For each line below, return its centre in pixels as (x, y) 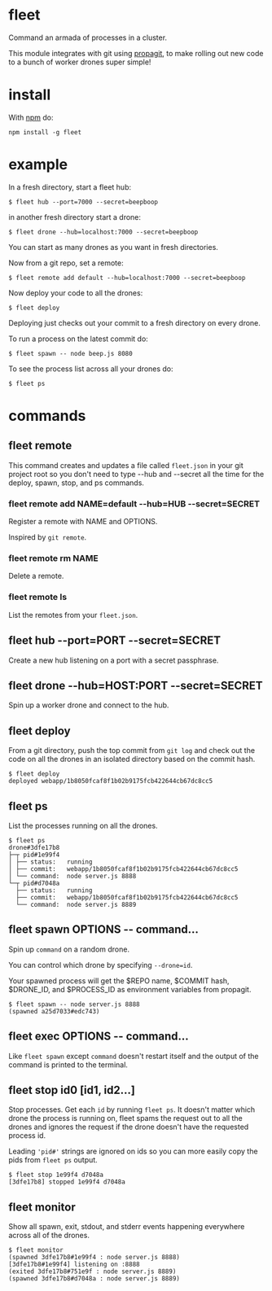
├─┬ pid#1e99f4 (34, 855)
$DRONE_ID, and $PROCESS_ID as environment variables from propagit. (130, 989)
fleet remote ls (38, 597)
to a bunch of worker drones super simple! (80, 62)
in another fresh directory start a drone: (75, 217)
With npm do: (31, 117)
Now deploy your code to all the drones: (76, 293)
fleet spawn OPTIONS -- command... (104, 930)
